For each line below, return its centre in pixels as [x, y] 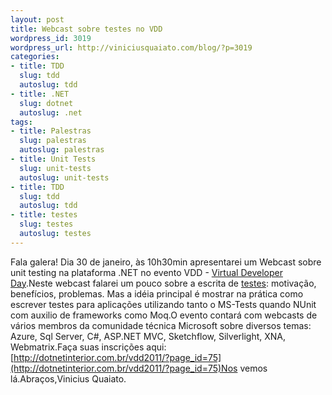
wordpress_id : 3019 [51, 38]
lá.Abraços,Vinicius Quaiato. [68, 378]
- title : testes [44, 215]
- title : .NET [40, 94]
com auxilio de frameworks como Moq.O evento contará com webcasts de [164, 315]
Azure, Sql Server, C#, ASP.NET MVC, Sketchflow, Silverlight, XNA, [148, 336]
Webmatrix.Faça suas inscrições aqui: [88, 347]
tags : [21, 122]
